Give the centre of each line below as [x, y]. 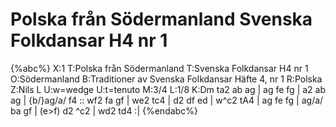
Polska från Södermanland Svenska [161, 19]
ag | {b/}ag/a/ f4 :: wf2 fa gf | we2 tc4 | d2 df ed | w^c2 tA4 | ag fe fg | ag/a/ [167, 100]
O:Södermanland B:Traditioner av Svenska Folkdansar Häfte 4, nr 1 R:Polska [166, 79]
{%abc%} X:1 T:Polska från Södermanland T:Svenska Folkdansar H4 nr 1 [159, 68]
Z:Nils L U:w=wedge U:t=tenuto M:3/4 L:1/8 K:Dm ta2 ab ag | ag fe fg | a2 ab [168, 89]
